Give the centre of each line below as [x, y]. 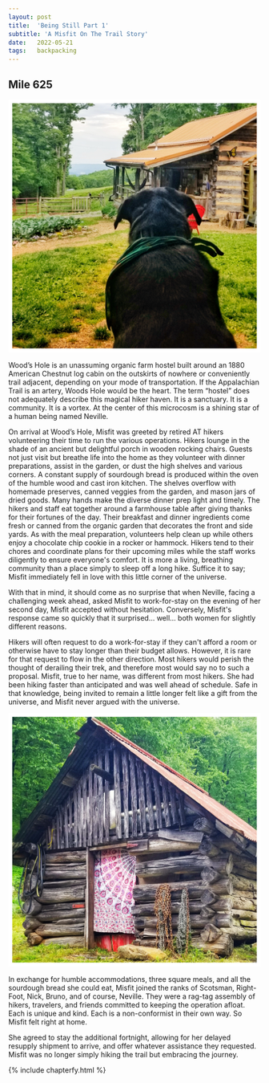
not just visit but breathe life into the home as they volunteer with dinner [127, 458]
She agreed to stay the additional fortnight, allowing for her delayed [120, 1037]
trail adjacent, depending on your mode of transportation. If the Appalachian [134, 382]
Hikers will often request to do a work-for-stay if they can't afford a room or [133, 642]
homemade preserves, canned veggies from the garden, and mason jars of [132, 492]
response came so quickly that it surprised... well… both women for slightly [132, 618]
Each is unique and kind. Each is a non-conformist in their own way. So [125, 1013]
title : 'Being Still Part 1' [59, 25]
